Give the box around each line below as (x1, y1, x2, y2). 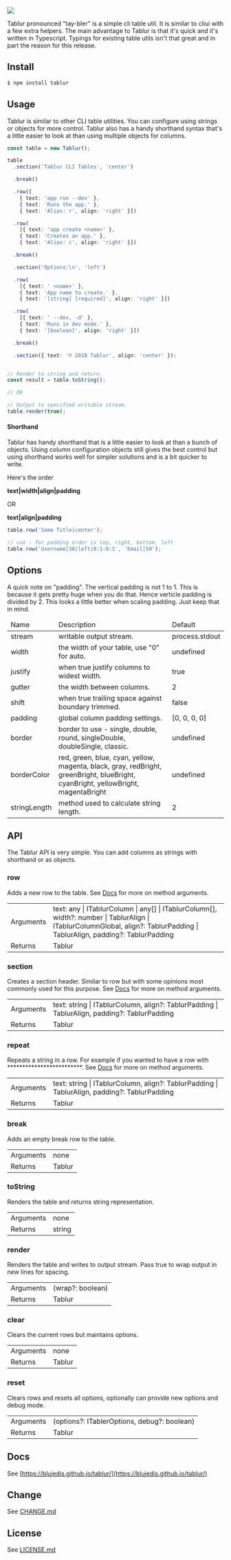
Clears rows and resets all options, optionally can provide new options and (7, 1394, 219, 1402)
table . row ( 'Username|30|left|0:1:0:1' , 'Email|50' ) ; (7, 545, 162, 552)
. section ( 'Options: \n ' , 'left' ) (13, 263, 107, 271)
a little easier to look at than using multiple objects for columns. (7, 131, 187, 140)
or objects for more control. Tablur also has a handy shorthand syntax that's (7, 124, 223, 132)
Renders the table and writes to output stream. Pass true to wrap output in (7, 1261, 217, 1269)
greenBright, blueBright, (58, 770, 136, 779)
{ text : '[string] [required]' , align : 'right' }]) (19, 296, 170, 303)
